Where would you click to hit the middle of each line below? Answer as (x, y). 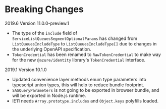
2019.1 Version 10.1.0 (26, 70)
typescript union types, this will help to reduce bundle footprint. (78, 85)
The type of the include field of (45, 33)
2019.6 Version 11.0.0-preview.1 (37, 23)
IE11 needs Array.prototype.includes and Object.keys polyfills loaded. (85, 101)
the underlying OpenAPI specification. (51, 49)
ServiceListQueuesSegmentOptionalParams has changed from (74, 38)
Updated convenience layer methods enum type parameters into (79, 79)
